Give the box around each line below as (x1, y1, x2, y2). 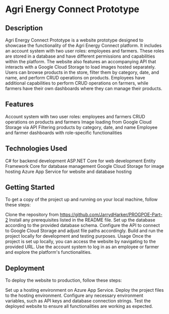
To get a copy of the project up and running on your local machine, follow (5, 196, 158, 203)
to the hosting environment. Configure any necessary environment (5, 292, 144, 299)
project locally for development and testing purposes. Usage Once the (5, 233, 151, 239)
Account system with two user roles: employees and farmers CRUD (5, 113, 145, 119)
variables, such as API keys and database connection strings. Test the (5, 298, 151, 304)
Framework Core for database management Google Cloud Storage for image (5, 163, 164, 169)
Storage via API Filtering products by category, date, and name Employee (5, 124, 158, 130)
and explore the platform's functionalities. (5, 249, 92, 255)
